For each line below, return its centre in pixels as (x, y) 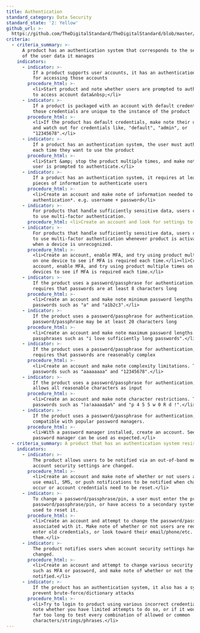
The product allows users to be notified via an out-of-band (110, 460)
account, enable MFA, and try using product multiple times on (113, 266)
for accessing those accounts (70, 78)
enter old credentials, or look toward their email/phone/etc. (113, 532)
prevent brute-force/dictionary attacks (83, 593)
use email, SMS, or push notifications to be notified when (109, 482)
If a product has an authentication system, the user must (107, 144)
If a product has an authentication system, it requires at (109, 178)
